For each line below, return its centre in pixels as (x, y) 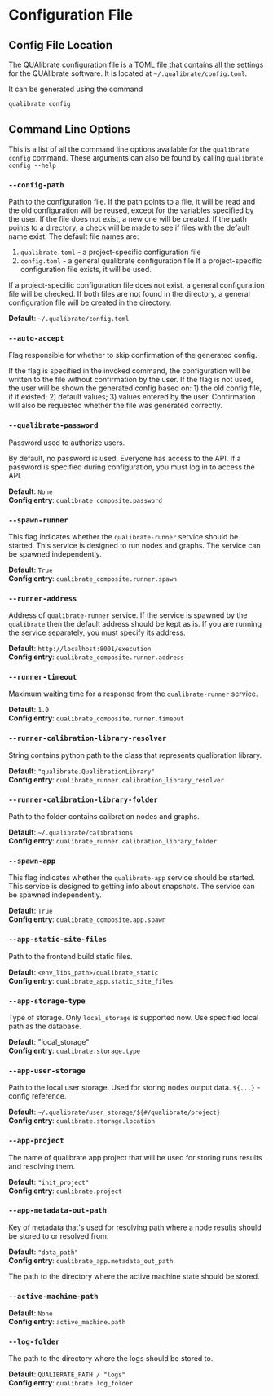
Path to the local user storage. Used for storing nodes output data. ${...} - (134, 1088)
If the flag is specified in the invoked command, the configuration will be (130, 371)
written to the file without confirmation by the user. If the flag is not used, (131, 380)
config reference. (37, 1096)
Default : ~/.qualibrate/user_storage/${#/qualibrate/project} (114, 1112)
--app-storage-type (47, 1001)
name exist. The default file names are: (74, 236)
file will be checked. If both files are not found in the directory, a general (130, 293)
